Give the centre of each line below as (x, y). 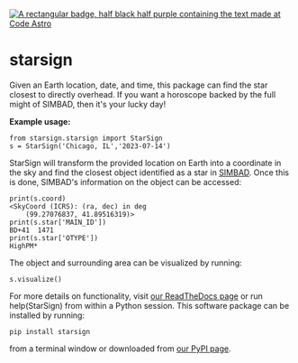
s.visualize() (36, 279)
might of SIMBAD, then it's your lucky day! (88, 104)
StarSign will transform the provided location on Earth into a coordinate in (145, 163)
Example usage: (40, 121)
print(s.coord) (38, 199)
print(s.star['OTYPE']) (54, 238)
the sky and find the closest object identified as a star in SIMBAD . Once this (149, 172)
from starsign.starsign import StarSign (86, 138)
